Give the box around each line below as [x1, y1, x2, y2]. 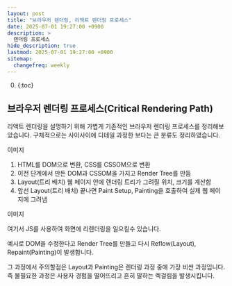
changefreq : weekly [13, 62, 70, 69]
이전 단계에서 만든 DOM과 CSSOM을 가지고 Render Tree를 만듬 [17, 169, 192, 178]
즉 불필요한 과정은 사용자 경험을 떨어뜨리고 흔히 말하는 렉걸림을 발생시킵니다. [7, 271, 215, 280]
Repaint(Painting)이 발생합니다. [7, 248, 94, 257]
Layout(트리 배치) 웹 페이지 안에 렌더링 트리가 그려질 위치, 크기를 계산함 [17, 178, 212, 186]
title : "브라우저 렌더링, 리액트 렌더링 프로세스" [7, 17, 132, 24]
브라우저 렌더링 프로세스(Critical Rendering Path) [7, 103, 213, 115]
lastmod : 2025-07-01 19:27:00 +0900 [7, 49, 113, 56]
